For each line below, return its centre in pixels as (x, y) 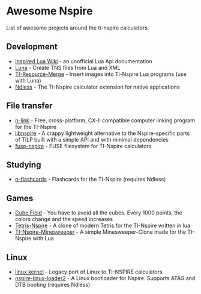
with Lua (43, 239)
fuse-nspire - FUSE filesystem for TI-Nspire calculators (83, 146)
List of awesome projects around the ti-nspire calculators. (78, 28)
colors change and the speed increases (64, 219)
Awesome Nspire (49, 11)
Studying (24, 165)
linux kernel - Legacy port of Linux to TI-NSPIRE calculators (88, 272)
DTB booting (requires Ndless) (52, 285)
